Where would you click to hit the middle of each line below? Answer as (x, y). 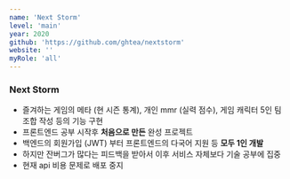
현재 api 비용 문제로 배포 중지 (72, 166)
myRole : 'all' (36, 58)
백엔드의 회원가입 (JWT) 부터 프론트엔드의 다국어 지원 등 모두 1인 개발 (143, 144)
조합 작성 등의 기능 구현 (63, 121)
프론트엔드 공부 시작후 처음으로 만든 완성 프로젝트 (108, 132)
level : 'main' (36, 26)
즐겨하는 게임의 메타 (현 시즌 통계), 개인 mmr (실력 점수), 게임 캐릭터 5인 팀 (152, 110)
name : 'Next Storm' (45, 17)
